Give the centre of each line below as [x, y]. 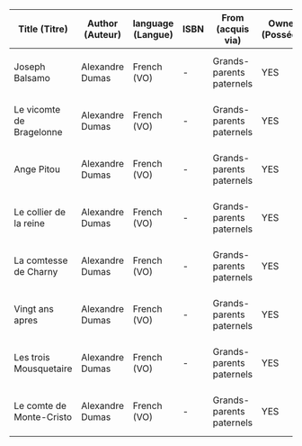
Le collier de [40, 212]
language [153, 23]
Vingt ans [34, 309]
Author [102, 23]
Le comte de [40, 406]
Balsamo [32, 78]
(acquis [233, 29]
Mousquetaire [43, 369]
